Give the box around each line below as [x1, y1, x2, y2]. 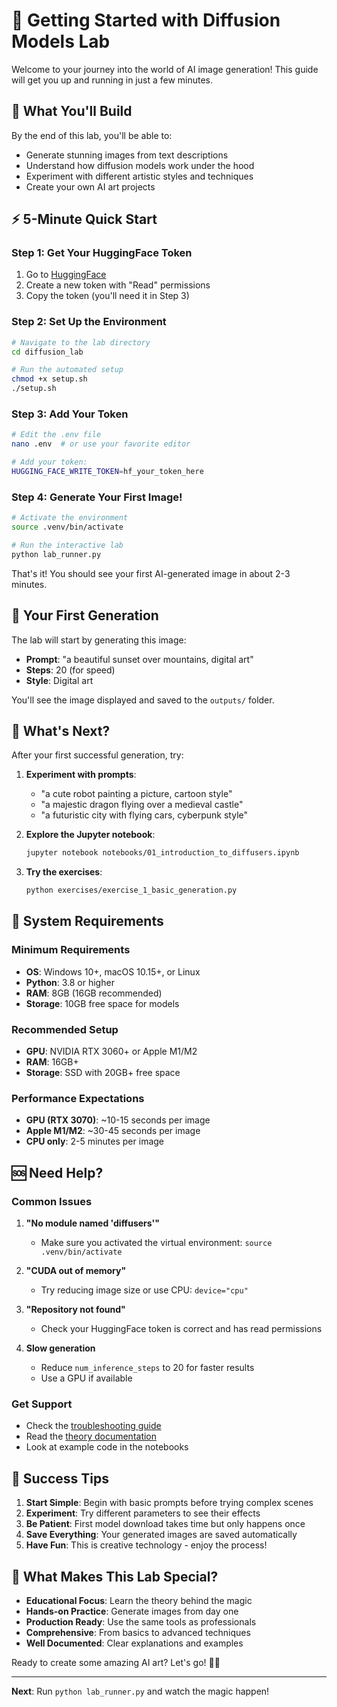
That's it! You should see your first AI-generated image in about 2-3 [11, 567, 291, 579]
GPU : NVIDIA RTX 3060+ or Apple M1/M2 [25, 1045, 198, 1058]
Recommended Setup [11, 1022, 119, 1036]
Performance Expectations [11, 1091, 145, 1105]
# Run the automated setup [11, 365, 124, 375]
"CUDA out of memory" [25, 1265, 127, 1277]
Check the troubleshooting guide [25, 1420, 162, 1432]
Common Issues [11, 1194, 93, 1208]
